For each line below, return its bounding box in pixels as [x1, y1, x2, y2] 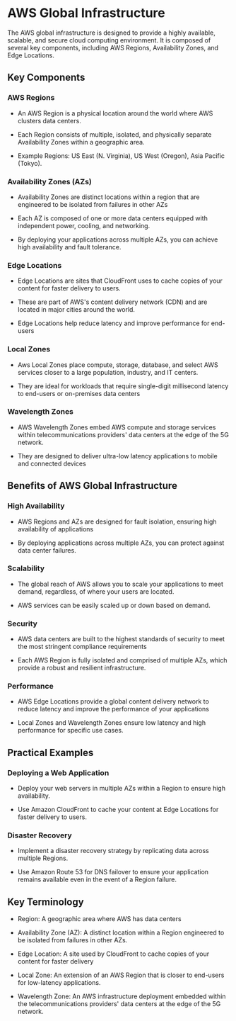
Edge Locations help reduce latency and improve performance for [17, 319, 210, 327]
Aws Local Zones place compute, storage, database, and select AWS [17, 360, 218, 369]
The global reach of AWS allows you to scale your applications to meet [17, 580, 224, 588]
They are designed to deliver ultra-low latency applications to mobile [17, 451, 218, 460]
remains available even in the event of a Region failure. [17, 875, 177, 884]
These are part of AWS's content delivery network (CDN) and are [17, 298, 208, 306]
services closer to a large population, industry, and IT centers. [17, 368, 199, 376]
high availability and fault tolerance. [17, 242, 122, 251]
